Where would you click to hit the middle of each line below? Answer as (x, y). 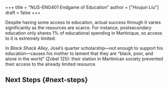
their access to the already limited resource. (51, 64)
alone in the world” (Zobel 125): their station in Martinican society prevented (84, 59)
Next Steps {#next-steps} (47, 80)
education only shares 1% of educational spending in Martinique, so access (84, 33)
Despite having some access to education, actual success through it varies (83, 22)
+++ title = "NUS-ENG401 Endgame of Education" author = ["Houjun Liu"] (82, 7)
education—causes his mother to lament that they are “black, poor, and (79, 53)
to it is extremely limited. (31, 38)
